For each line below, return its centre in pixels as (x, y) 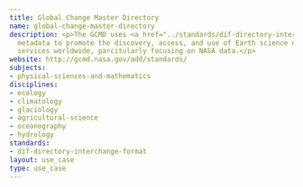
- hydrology (32, 135)
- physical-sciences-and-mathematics (80, 76)
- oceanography (38, 127)
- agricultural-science (54, 118)
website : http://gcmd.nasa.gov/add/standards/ (98, 59)
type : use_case (38, 168)
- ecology (28, 93)
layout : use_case (42, 160)
